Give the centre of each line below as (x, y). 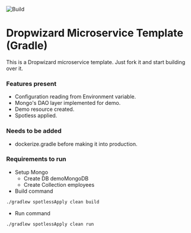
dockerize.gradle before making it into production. (76, 144)
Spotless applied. (36, 116)
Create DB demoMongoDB (56, 178)
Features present (31, 84)
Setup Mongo (31, 172)
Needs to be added (34, 131)
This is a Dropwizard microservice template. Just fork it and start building (96, 62)
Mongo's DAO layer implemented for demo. (68, 103)
